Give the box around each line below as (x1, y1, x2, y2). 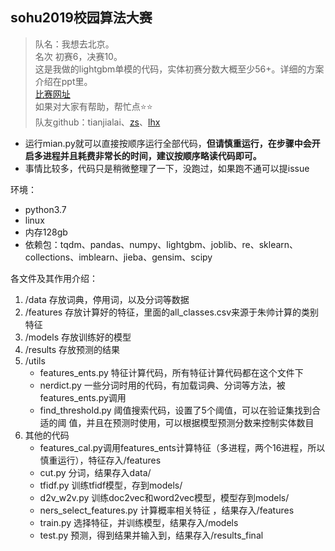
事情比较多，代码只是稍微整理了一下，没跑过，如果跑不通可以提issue (24, 162, 310, 174)
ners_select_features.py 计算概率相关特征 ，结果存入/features (39, 504, 295, 516)
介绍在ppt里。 (34, 75, 93, 87)
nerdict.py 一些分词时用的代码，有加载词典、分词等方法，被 (39, 379, 286, 391)
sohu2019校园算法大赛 (10, 9, 153, 27)
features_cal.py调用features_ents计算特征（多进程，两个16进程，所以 (39, 441, 326, 453)
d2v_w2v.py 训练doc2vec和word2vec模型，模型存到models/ (39, 491, 290, 503)
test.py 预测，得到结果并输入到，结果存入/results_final (39, 529, 264, 541)
